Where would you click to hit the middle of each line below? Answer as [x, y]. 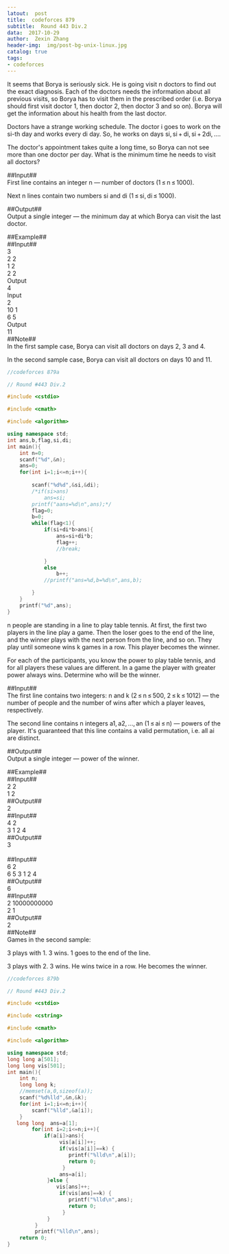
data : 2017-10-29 [33, 33]
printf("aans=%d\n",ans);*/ [72, 504]
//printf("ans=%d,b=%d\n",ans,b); [93, 581]
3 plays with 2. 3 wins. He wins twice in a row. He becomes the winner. [107, 966]
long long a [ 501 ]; [33, 1059]
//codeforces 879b [33, 979]
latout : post [27, 13]
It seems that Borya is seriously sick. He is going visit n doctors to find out [112, 84]
